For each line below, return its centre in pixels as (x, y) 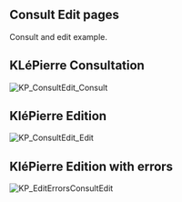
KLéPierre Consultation (77, 66)
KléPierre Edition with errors (91, 166)
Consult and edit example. (58, 36)
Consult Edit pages (65, 15)
